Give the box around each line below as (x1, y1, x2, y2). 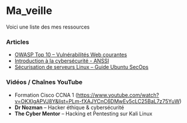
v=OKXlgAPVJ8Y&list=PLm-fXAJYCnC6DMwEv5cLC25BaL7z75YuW (14, 97, 180, 104)
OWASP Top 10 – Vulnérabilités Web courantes (14, 51, 127, 58)
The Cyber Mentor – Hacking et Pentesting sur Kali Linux (14, 110, 153, 117)
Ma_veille (6, 4, 53, 17)
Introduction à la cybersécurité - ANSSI (14, 57, 109, 65)
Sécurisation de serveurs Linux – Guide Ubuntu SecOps (14, 64, 149, 71)
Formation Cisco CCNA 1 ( (14, 92, 78, 99)
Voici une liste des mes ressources (6, 23, 90, 30)
